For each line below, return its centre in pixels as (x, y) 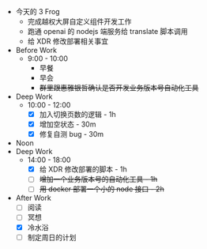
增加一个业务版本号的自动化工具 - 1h (98, 179)
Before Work (36, 50)
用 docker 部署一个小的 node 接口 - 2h (102, 189)
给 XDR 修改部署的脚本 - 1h (83, 169)
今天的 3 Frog (38, 11)
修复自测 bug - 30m (72, 134)
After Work (33, 198)
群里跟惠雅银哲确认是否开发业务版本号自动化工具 (119, 88)
